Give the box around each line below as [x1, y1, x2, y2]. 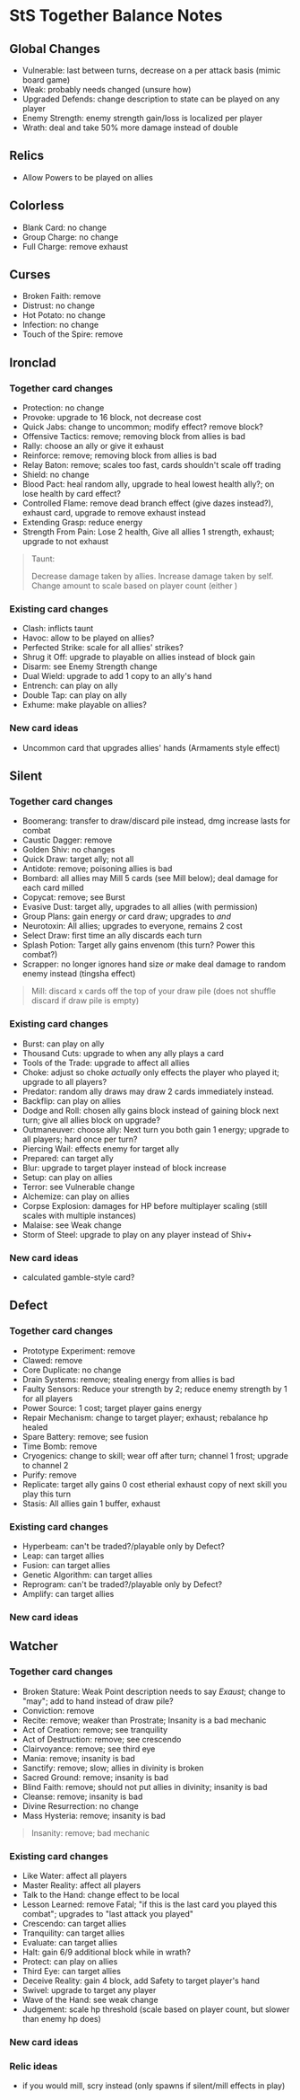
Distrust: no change [21, 300, 96, 311]
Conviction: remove [21, 1705, 95, 1716]
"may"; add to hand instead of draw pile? [21, 1695, 174, 1707]
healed [21, 1421, 48, 1433]
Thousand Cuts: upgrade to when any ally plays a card [21, 1047, 224, 1058]
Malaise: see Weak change [21, 1219, 123, 1231]
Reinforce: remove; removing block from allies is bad [21, 450, 218, 461]
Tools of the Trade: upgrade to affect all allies [21, 1057, 190, 1068]
